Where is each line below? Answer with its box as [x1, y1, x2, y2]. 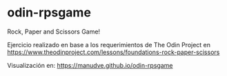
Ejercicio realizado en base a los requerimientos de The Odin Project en [7, 40, 211, 49]
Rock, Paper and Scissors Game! [7, 27, 101, 36]
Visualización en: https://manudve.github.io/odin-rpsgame [7, 61, 173, 69]
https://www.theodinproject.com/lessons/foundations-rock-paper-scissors [7, 48, 220, 56]
